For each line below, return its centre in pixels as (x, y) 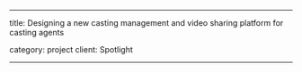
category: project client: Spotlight (71, 49)
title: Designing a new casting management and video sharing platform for (147, 23)
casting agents (37, 32)
